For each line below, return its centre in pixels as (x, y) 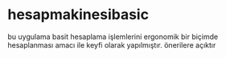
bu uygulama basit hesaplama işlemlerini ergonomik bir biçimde (113, 37)
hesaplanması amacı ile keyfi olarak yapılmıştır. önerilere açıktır (112, 44)
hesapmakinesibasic (78, 15)
